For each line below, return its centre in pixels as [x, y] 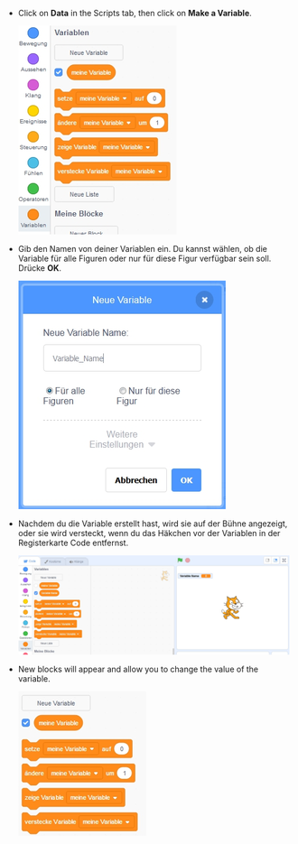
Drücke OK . [39, 268]
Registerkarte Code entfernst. [73, 543]
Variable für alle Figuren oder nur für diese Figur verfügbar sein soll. [144, 258]
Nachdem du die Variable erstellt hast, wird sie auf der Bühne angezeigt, [153, 524]
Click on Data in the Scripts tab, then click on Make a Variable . [135, 13]
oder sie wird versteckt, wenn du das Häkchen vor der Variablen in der [149, 533]
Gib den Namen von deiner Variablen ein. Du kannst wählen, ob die [143, 249]
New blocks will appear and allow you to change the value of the [138, 669]
